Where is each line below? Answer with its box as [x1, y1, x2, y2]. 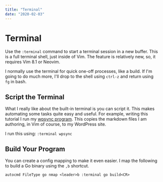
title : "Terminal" [5, 7, 42, 12]
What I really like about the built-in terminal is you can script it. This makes [5, 106, 155, 112]
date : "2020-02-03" [5, 12, 45, 17]
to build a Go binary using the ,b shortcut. [5, 163, 89, 169]
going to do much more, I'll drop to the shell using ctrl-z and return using [5, 73, 154, 79]
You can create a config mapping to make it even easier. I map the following [5, 158, 158, 164]
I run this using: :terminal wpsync [5, 131, 72, 137]
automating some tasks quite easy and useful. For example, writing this [5, 111, 148, 117]
